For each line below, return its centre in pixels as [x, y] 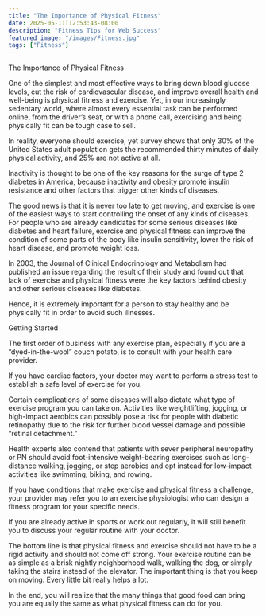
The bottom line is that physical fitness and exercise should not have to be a [133, 546]
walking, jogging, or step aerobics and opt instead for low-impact [145, 466]
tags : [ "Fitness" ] [39, 45]
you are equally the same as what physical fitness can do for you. [116, 604]
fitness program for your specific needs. [74, 507]
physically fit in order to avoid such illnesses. [82, 313]
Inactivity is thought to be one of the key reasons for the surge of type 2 [126, 173]
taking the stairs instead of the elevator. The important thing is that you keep [133, 571]
